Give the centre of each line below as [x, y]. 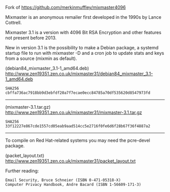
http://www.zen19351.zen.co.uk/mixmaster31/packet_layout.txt [71, 161]
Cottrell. [13, 23]
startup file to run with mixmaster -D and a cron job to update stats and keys [85, 53]
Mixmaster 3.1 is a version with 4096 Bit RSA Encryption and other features [83, 32]
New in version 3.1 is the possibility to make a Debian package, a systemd [82, 47]
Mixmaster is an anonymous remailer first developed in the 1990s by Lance [83, 17]
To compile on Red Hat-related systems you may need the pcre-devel [78, 140]
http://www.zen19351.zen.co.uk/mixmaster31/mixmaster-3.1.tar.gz [74, 112]
